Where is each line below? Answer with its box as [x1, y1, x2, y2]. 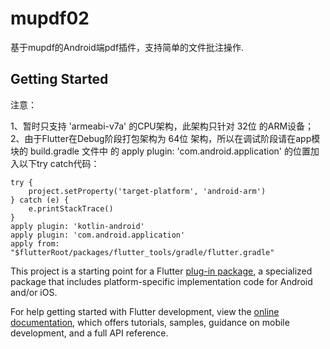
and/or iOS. [10, 286, 58, 298]
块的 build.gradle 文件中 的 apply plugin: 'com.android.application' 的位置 [10, 145, 311, 157]
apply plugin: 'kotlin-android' [10, 221, 145, 231]
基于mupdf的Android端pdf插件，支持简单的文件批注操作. [10, 41, 245, 53]
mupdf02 [10, 7, 90, 30]
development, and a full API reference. [10, 327, 169, 339]
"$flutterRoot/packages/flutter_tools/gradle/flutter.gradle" [10, 247, 275, 257]
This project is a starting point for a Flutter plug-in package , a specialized [10, 265, 313, 277]
